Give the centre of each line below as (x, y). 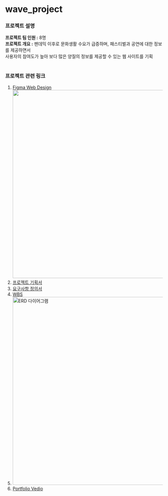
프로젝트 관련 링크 (25, 76)
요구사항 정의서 (27, 288)
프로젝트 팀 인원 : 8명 (26, 38)
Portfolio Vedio (28, 488)
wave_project (34, 9)
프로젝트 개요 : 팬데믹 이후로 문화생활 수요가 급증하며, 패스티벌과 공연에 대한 (79, 44)
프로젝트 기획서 (27, 282)
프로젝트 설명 (20, 26)
